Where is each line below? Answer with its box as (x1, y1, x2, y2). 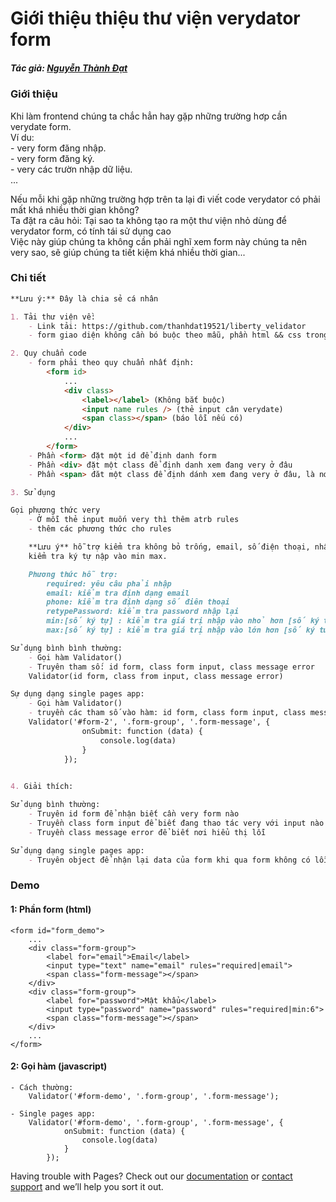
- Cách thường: (10, 1082, 74, 1092)
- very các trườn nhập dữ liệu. (10, 163, 133, 175)
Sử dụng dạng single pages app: (10, 845, 145, 856)
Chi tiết (10, 271, 47, 285)
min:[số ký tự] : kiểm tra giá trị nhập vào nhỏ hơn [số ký (46, 616, 320, 626)
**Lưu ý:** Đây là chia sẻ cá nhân (10, 293, 159, 304)
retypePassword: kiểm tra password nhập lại (46, 607, 240, 617)
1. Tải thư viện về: (10, 312, 97, 322)
